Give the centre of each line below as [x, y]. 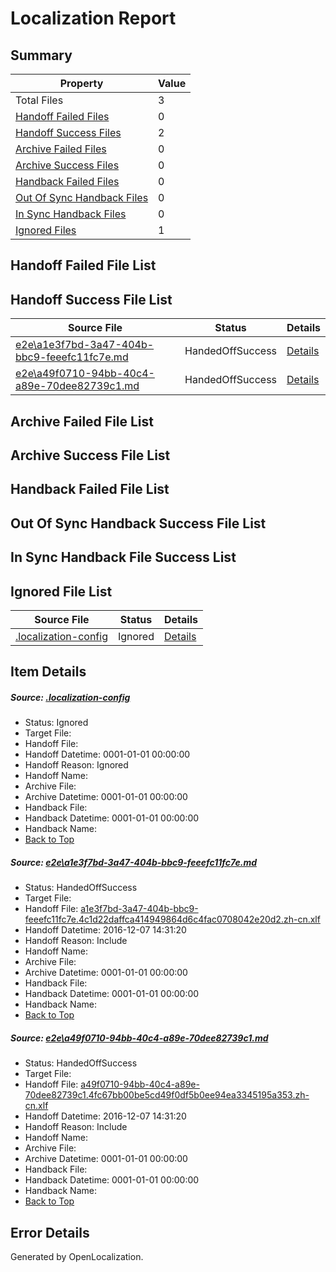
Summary [41, 55]
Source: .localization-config [70, 697]
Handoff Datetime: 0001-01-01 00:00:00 [107, 754]
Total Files [39, 100]
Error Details [50, 1232]
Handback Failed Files [67, 181]
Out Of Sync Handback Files [82, 197]
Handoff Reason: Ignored [76, 765]
